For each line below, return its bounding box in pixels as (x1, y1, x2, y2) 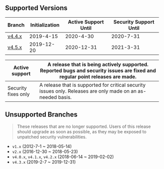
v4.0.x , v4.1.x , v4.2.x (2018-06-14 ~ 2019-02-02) (12, 154, 114, 160)
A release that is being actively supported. (47, 61, 149, 68)
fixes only (7, 91, 30, 97)
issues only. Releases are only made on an (39, 88, 137, 95)
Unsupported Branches (5, 110, 78, 119)
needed (39, 94, 57, 100)
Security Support (113, 18, 155, 25)
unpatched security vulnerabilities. (17, 134, 87, 140)
